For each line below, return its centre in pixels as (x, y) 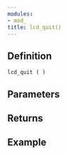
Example (27, 143)
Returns (25, 118)
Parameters (34, 94)
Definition (29, 56)
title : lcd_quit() (34, 27)
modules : (20, 14)
